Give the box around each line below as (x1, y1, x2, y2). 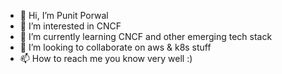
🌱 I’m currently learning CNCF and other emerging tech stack (19, 31, 273, 42)
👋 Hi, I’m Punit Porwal (19, 10, 109, 21)
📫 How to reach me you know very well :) (19, 53, 193, 64)
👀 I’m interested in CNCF (19, 20, 122, 32)
